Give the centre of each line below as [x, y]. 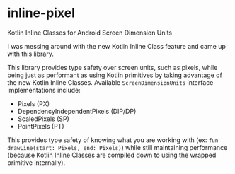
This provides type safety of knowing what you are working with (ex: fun [113, 140]
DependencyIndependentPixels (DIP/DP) [77, 111]
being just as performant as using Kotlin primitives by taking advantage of [115, 75]
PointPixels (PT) [41, 126]
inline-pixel [41, 13]
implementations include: [44, 90]
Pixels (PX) [34, 103]
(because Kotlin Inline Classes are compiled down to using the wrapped [112, 155]
